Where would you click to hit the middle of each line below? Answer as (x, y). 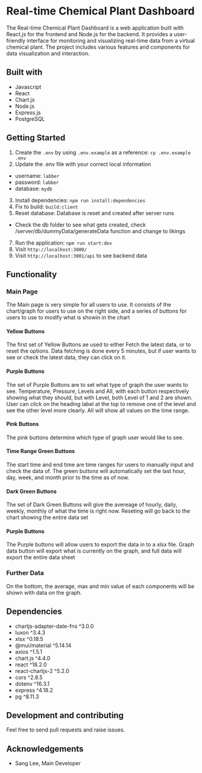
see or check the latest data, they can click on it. (66, 357)
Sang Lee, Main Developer (48, 763)
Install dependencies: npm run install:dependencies (80, 200)
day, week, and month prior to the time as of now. (68, 478)
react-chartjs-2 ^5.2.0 (42, 671)
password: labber (37, 182)
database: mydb (33, 189)
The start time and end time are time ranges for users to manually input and (100, 465)
